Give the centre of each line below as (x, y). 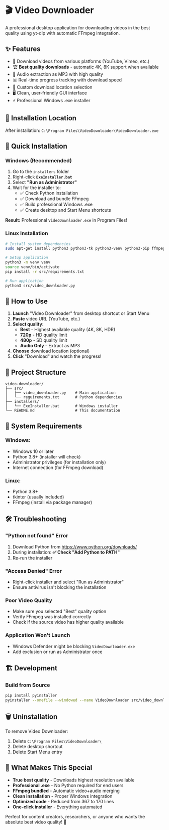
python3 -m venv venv (28, 262)
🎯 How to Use (26, 301)
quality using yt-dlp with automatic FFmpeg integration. (63, 33)
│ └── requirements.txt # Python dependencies (64, 397)
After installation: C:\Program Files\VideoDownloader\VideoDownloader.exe (82, 130)
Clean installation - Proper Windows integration (62, 796)
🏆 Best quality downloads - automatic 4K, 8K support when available (86, 67)
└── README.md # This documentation (63, 410)
